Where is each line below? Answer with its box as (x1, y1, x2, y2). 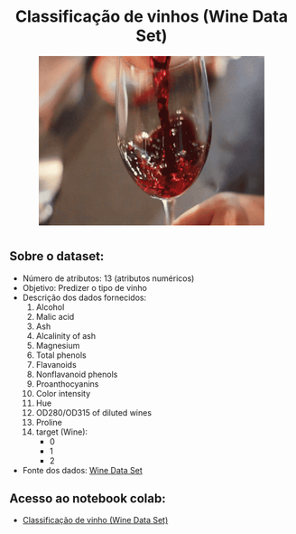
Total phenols (35, 350, 88, 361)
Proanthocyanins (35, 378, 99, 389)
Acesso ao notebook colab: (9, 491, 166, 506)
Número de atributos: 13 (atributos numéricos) (22, 273, 195, 284)
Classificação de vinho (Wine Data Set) (22, 515, 169, 526)
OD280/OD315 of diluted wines (35, 407, 152, 417)
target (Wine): (35, 426, 88, 437)
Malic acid (35, 311, 75, 322)
